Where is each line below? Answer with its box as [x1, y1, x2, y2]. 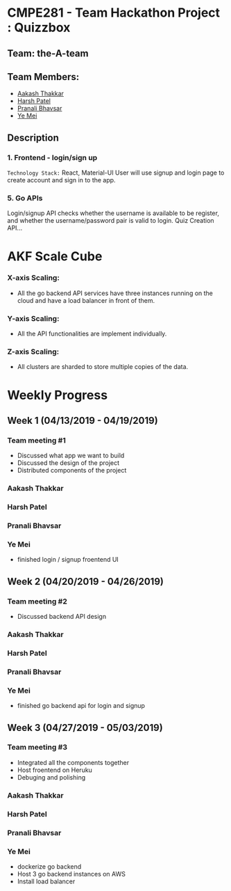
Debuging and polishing [17, 773, 85, 781]
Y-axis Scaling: [7, 313, 60, 323]
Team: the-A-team [7, 47, 89, 59]
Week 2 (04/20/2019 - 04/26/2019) [7, 576, 164, 588]
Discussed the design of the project [17, 459, 120, 467]
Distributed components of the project [17, 466, 127, 475]
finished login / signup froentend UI [17, 555, 119, 564]
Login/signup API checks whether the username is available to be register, [7, 209, 220, 217]
